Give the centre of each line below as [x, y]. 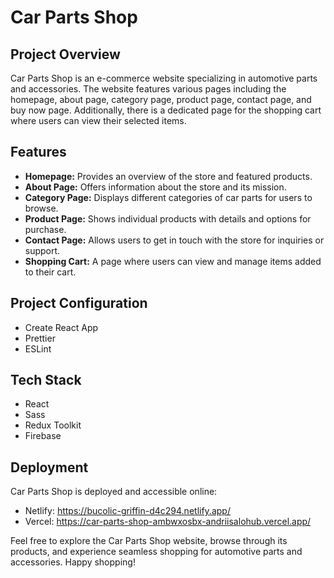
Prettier [40, 338]
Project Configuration [79, 303]
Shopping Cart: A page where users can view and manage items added [173, 261]
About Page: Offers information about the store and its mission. [155, 187]
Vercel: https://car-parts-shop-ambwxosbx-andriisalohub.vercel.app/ [168, 522]
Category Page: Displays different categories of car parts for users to [168, 197]
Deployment [49, 467]
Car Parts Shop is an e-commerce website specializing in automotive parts [164, 78]
